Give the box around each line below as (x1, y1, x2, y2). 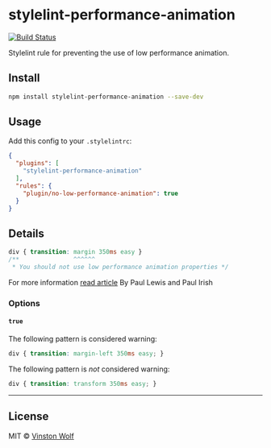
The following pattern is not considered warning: (8, 364, 170, 374)
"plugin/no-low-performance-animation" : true (23, 189, 179, 197)
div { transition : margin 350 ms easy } (8, 248, 143, 256)
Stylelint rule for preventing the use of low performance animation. (8, 48, 230, 57)
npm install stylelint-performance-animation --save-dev (8, 93, 204, 101)
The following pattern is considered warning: (8, 334, 157, 343)
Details (8, 226, 44, 240)
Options (8, 297, 40, 309)
